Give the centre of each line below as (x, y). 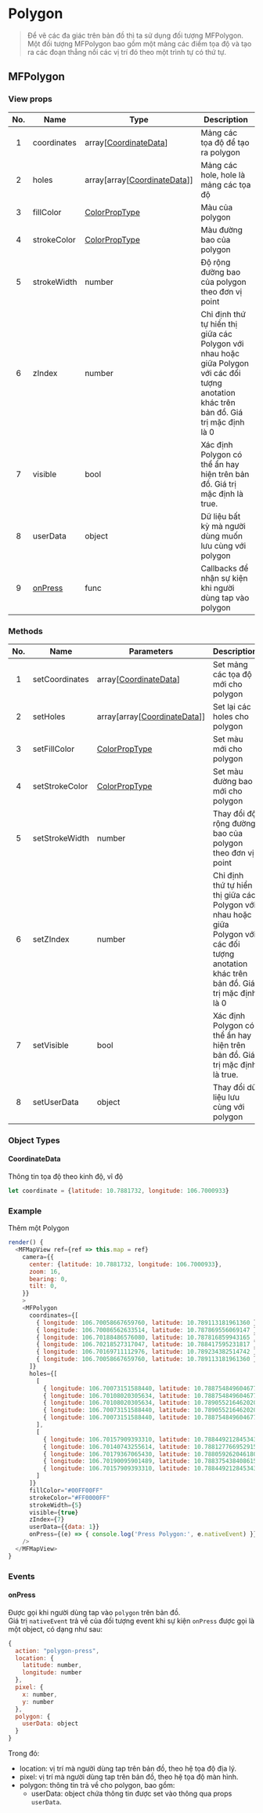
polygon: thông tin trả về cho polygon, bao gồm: (97, 1786)
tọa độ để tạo (225, 142)
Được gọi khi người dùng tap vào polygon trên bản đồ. (94, 1612)
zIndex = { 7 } (47, 1519)
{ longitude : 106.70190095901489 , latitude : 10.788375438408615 (150, 1461)
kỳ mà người (223, 526)
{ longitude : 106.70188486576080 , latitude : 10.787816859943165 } (147, 1337)
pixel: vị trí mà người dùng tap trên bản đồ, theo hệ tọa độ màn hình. (129, 1777)
